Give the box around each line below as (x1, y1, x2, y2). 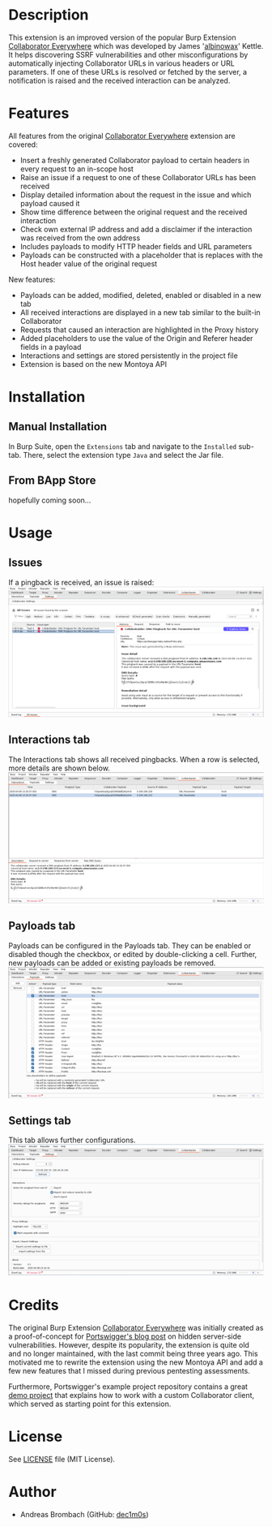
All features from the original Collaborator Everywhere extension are (8, 131, 236, 140)
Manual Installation (8, 420, 108, 434)
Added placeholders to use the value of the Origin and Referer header (19, 333, 253, 343)
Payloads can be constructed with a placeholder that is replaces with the (19, 250, 263, 260)
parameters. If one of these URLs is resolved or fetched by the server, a (8, 67, 248, 76)
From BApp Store (8, 473, 96, 488)
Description (8, 6, 89, 24)
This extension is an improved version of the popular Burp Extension (8, 32, 236, 42)
